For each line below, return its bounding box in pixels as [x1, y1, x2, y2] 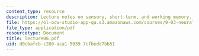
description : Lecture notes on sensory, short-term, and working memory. [6, 14, 192, 20]
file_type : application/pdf [6, 24, 76, 31]
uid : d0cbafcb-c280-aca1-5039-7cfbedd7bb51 [6, 41, 115, 47]
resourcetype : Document [6, 30, 65, 36]
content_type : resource [6, 8, 65, 15]
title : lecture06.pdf [6, 36, 60, 41]
